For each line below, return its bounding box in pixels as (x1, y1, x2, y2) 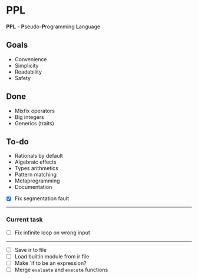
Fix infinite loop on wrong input (14, 229, 90, 236)
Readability (14, 68, 42, 75)
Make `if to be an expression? (14, 260, 87, 267)
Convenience (14, 55, 47, 62)
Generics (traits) (14, 119, 55, 127)
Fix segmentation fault (14, 195, 70, 202)
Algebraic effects (14, 158, 57, 165)
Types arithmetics (14, 165, 59, 172)
